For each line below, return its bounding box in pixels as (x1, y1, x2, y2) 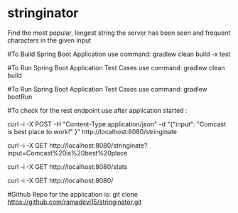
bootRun (7, 92, 33, 101)
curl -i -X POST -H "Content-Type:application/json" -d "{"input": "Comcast (7, 119, 226, 129)
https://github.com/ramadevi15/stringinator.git (7, 197, 142, 206)
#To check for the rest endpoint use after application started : (7, 106, 188, 114)
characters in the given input (7, 35, 92, 44)
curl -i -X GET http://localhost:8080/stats (7, 162, 128, 171)
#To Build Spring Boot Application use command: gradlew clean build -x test (7, 50, 231, 58)
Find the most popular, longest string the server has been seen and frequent (7, 28, 231, 37)
